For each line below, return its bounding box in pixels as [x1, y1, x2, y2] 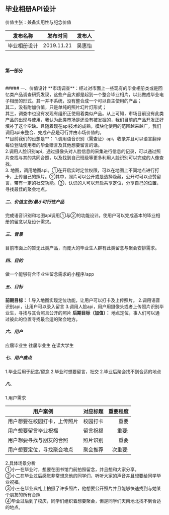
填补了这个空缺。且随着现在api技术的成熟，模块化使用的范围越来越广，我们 [5, 123, 161, 129]
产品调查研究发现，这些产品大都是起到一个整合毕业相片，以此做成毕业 [14, 91, 159, 97]
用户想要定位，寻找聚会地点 [8, 446, 74, 453]
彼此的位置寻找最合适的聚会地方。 [9, 316, 80, 322]
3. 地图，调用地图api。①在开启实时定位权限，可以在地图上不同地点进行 [5, 167, 155, 173]
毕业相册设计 [8, 42, 39, 49]
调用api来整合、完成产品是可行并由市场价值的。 [5, 129, 104, 135]
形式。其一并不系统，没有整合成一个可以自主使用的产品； [22, 98, 142, 104]
